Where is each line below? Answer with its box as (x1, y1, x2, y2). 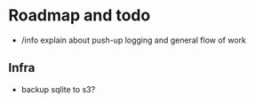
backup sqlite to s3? (20, 83, 96, 94)
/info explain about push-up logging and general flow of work (20, 35, 246, 45)
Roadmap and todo (8, 5, 151, 26)
